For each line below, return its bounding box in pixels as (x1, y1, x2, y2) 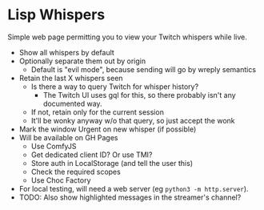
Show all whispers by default (18, 47, 115, 57)
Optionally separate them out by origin (18, 56, 146, 66)
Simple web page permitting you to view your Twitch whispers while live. (7, 32, 247, 42)
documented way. (42, 99, 102, 108)
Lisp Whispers (7, 6, 106, 24)
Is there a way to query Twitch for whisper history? (30, 82, 199, 91)
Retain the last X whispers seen (18, 73, 123, 83)
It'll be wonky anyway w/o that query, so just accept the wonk (30, 115, 235, 125)
